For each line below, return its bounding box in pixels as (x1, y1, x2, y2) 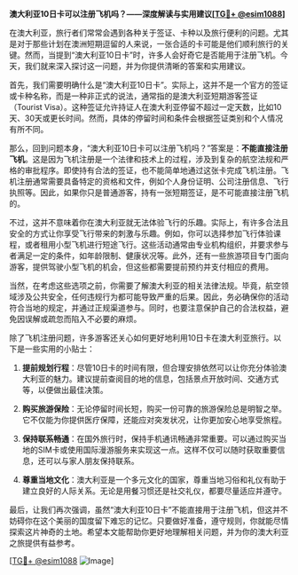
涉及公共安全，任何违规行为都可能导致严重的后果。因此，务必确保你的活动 (16, 292, 289, 302)
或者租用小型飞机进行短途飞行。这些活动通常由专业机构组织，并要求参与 (24, 240, 289, 249)
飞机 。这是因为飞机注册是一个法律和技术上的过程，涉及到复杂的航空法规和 (9, 154, 281, 164)
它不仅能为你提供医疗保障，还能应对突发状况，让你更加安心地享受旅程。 (21, 414, 286, 425)
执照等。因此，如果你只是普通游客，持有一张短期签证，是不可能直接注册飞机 (9, 187, 289, 198)
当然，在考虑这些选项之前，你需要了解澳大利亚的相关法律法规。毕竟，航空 (9, 280, 281, 291)
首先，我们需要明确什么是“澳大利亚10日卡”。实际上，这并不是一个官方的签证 (9, 80, 288, 90)
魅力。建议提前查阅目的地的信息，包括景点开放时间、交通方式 (52, 374, 279, 384)
